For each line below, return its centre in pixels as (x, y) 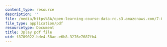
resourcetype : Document (30, 28)
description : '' (22, 14)
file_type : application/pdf (34, 23)
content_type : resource (30, 10)
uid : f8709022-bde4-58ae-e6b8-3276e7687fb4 (51, 37)
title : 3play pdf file (29, 32)
